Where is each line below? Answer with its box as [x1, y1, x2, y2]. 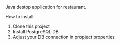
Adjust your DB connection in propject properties [12, 34, 115, 40]
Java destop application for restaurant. [5, 4, 86, 10]
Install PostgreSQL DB [12, 29, 59, 34]
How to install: [5, 14, 35, 19]
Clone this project [12, 23, 50, 29]
